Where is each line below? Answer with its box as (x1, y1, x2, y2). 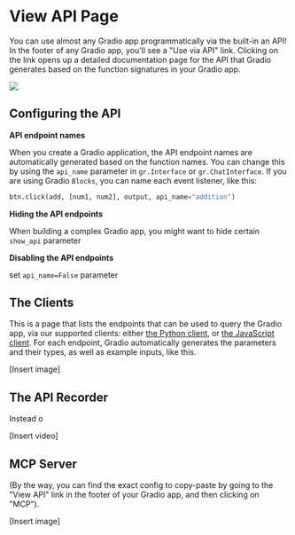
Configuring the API (9, 106, 121, 122)
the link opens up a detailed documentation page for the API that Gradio (9, 54, 272, 65)
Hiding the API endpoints (9, 208, 104, 219)
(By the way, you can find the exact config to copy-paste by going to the (9, 480, 274, 491)
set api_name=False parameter (9, 269, 119, 280)
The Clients (9, 295, 74, 311)
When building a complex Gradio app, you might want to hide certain (9, 225, 260, 236)
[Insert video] (9, 430, 59, 441)
